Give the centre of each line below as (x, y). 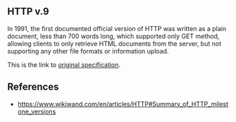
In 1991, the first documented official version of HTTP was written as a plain (117, 28)
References (33, 87)
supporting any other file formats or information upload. (88, 51)
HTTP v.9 (28, 12)
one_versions (37, 111)
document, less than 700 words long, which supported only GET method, (113, 36)
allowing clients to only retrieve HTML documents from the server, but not (114, 43)
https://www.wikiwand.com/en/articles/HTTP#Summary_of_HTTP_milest (123, 104)
